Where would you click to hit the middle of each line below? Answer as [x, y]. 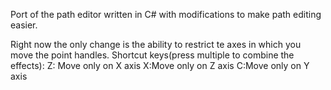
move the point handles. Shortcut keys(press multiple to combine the [152, 55]
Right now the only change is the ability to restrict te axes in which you [156, 44]
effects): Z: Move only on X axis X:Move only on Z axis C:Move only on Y [160, 65]
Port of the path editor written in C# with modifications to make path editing [166, 14]
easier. [24, 25]
